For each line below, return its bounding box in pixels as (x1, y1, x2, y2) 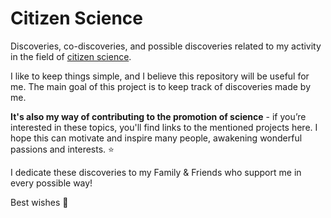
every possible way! (10, 177, 93, 189)
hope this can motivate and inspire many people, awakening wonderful (10, 132, 303, 144)
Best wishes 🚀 (10, 196, 69, 208)
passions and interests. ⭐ (10, 143, 115, 155)
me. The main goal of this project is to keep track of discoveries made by (10, 80, 312, 92)
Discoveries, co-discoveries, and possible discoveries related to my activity (10, 40, 322, 52)
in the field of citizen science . (10, 50, 132, 62)
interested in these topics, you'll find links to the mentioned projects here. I (10, 121, 318, 133)
